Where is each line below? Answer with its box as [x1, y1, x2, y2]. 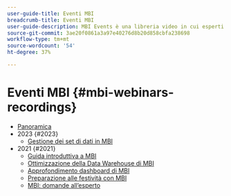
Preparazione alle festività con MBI [27, 174, 127, 182]
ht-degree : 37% [7, 49, 51, 56]
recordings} [7, 100, 77, 115]
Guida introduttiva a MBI [27, 152, 97, 160]
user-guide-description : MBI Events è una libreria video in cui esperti [7, 23, 225, 30]
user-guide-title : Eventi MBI [7, 10, 95, 17]
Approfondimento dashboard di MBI [27, 166, 130, 175]
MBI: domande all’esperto [27, 181, 101, 189]
